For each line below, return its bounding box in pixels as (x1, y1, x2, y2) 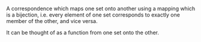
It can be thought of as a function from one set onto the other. (6, 29, 159, 36)
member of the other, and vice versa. (6, 18, 98, 24)
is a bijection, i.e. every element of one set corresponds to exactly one (6, 11, 180, 18)
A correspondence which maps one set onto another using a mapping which (6, 5, 196, 12)
